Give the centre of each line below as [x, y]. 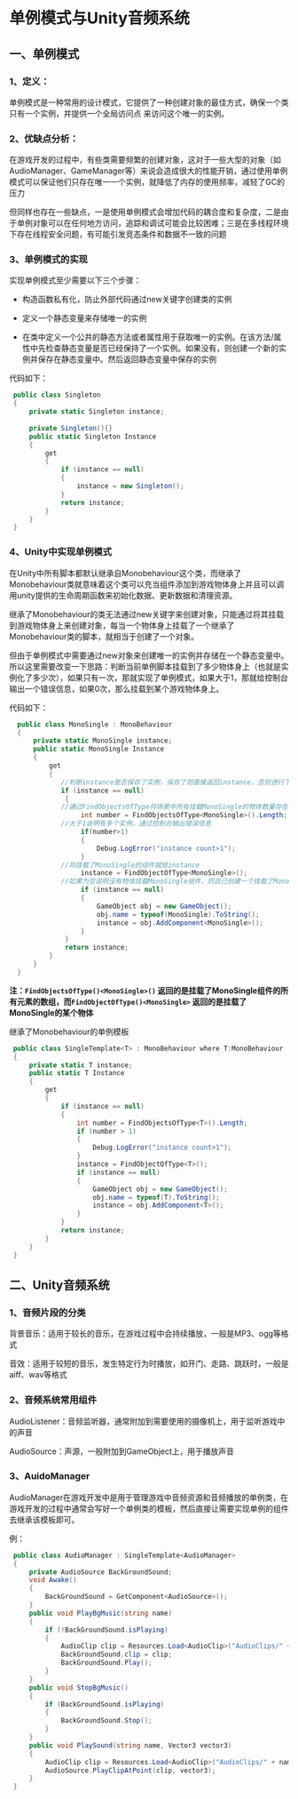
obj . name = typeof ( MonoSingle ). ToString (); [178, 914]
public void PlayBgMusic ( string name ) [101, 1613]
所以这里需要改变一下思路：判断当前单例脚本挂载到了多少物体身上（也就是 [145, 666]
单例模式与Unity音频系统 [100, 18]
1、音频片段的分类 [47, 1313]
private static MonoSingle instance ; [102, 741]
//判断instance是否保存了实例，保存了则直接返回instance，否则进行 [173, 782]
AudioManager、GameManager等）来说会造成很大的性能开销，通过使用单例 [149, 171]
